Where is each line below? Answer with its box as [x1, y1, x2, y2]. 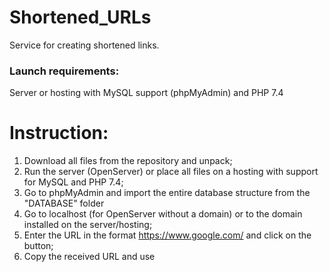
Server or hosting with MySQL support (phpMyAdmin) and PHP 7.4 [9, 87, 284, 99]
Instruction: [9, 122, 109, 145]
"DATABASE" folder [23, 197, 105, 210]
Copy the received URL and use [23, 251, 156, 263]
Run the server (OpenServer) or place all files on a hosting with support [23, 166, 319, 178]
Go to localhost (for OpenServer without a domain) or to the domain [23, 208, 303, 220]
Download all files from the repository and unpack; [23, 155, 233, 167]
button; [23, 240, 54, 252]
